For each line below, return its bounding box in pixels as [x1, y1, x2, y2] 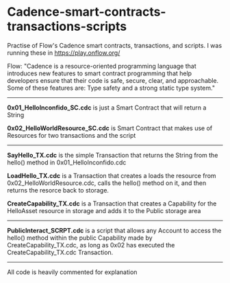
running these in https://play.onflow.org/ [7, 49, 120, 57]
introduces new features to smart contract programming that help [7, 69, 192, 77]
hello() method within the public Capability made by [7, 234, 153, 242]
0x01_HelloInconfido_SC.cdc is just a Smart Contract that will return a [7, 103, 207, 112]
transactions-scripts [7, 19, 127, 34]
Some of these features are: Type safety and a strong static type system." [7, 84, 216, 92]
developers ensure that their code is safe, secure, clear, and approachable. [7, 76, 219, 84]
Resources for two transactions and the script [7, 131, 136, 139]
